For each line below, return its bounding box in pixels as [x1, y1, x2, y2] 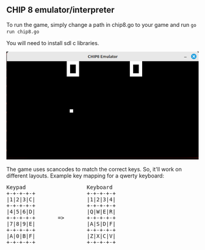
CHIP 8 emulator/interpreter [6, 5, 115, 15]
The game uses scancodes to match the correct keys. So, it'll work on [6, 165, 182, 173]
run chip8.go [6, 29, 40, 35]
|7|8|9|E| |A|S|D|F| [6, 220, 116, 227]
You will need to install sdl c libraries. [6, 39, 99, 46]
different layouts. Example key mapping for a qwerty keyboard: [6, 172, 165, 179]
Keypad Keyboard [6, 184, 113, 191]
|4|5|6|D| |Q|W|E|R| [6, 208, 116, 215]
